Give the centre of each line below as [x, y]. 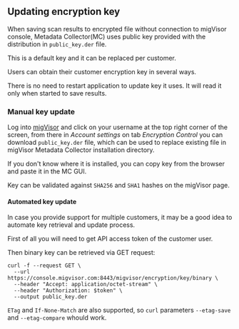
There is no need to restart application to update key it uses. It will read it [115, 86]
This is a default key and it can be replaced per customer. [92, 58]
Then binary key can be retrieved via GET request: [81, 253]
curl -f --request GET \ [44, 266]
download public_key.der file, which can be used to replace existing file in [117, 143]
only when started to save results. [57, 93]
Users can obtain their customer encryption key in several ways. [102, 71]
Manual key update [41, 111]
